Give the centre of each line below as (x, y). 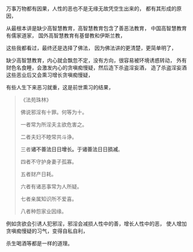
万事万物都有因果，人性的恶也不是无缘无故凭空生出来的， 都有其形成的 (91, 8)
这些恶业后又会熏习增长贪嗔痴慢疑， (50, 75)
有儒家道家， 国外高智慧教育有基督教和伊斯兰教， (66, 36)
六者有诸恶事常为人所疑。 (51, 186)
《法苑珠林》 (36, 100)
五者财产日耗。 (38, 174)
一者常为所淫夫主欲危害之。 (54, 125)
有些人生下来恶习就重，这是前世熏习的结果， (60, 87)
